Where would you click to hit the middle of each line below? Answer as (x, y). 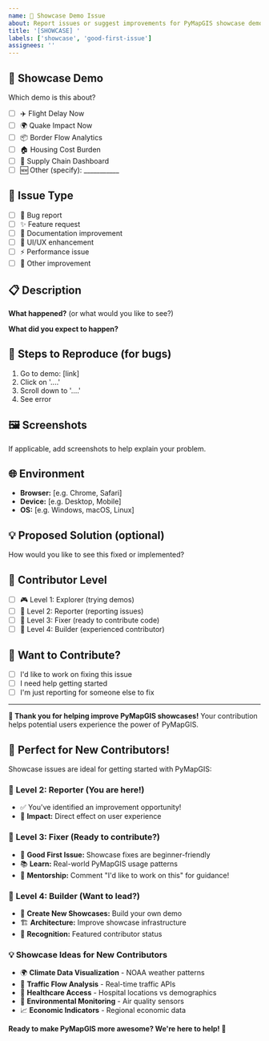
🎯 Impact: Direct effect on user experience (90, 816)
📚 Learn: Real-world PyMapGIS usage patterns (99, 864)
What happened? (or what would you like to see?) (91, 313)
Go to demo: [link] (50, 373)
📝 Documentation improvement (71, 233)
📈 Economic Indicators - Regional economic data (103, 1011)
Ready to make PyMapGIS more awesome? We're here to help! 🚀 (117, 1029)
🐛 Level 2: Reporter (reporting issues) (82, 611)
